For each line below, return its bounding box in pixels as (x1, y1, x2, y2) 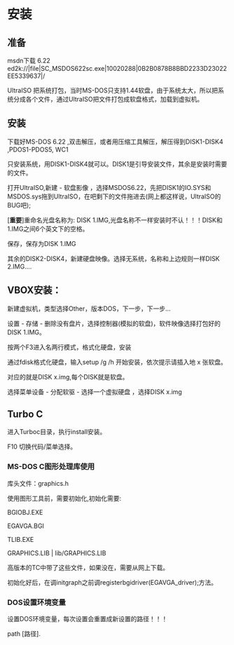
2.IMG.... (7, 262, 32, 271)
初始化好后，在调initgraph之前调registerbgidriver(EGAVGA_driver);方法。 (7, 578, 218, 586)
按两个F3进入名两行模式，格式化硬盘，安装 (7, 343, 132, 351)
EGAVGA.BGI (7, 522, 44, 530)
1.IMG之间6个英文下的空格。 (7, 224, 89, 233)
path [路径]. (7, 630, 41, 638)
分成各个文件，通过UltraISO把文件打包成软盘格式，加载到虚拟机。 (13, 95, 204, 103)
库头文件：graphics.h (7, 479, 69, 487)
